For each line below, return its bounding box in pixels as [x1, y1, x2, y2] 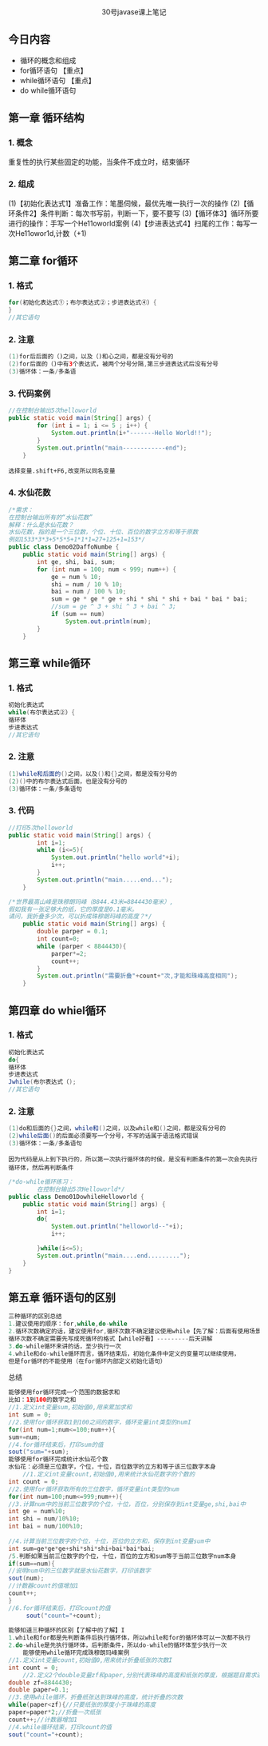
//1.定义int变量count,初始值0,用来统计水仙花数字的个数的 [22, 1470, 195, 1479]
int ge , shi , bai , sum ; [37, 557, 116, 565]
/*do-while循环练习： [8, 1178, 74, 1186]
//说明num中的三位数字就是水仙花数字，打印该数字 [8, 1567, 152, 1575]
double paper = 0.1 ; [8, 1686, 69, 1694]
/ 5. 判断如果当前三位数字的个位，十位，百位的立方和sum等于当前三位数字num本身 [8, 1552, 237, 1560]
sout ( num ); [8, 1574, 45, 1583]
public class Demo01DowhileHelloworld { [8, 1193, 145, 1201]
